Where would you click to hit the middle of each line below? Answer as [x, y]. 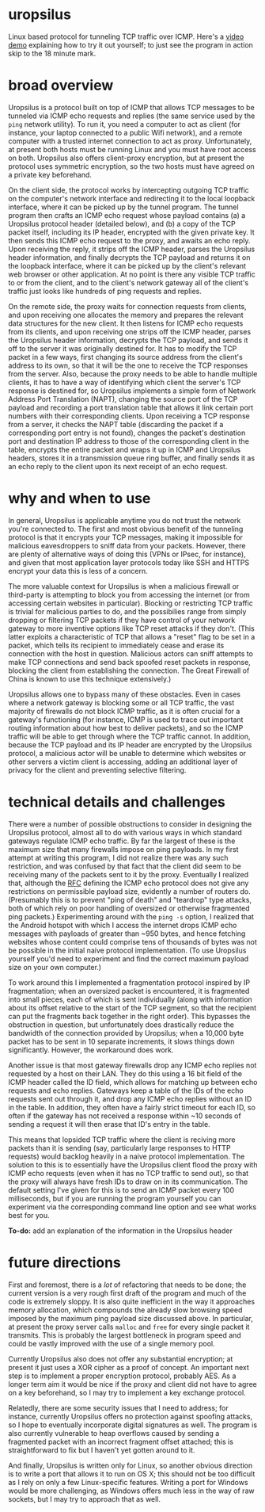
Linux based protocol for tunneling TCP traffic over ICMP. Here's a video [126, 36]
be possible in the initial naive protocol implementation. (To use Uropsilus [127, 950]
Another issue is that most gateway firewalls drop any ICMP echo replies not [132, 1065]
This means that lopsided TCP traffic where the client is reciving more [122, 1140]
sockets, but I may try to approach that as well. [84, 1499]
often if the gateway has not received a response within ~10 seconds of [125, 1116]
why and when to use [79, 499]
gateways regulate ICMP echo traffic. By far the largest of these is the [122, 841]
